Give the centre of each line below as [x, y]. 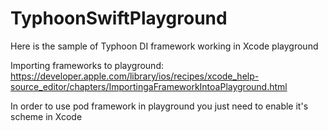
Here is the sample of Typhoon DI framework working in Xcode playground [164, 46]
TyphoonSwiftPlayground [119, 18]
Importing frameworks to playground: [87, 65]
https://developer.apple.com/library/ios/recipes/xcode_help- [135, 76]
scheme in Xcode [46, 116]
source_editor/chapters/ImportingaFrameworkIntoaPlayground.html [149, 86]
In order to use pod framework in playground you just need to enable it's [159, 106]
